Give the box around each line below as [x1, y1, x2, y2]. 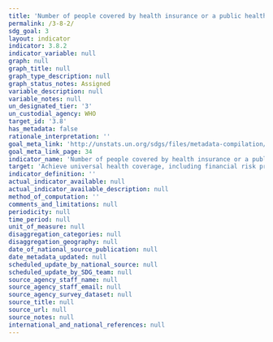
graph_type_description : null [8, 72, 111, 80]
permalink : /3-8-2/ [8, 19, 75, 28]
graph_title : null [8, 65, 71, 73]
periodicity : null [8, 207, 71, 216]
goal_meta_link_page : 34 [8, 147, 93, 156]
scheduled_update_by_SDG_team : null [8, 268, 132, 276]
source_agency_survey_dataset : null [8, 291, 132, 299]
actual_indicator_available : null [8, 177, 126, 186]
